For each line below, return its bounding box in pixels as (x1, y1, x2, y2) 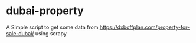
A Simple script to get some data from (6, 24, 99, 31)
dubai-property (6, 4, 84, 18)
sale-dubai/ (6, 29, 34, 37)
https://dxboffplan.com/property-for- (99, 24, 190, 31)
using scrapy (35, 29, 67, 37)
